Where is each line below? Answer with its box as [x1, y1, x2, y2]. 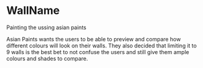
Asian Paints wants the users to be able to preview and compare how [6, 35, 181, 42]
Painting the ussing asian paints [6, 24, 87, 31]
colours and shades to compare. [6, 55, 88, 62]
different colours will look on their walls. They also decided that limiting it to [6, 42, 197, 49]
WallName [6, 4, 60, 18]
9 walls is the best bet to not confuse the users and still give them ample [6, 48, 190, 55]
